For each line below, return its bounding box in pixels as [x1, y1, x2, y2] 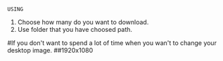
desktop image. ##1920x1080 [7, 46, 94, 54]
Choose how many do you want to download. [17, 18, 149, 26]
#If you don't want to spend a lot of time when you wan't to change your [7, 39, 217, 47]
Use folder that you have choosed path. [17, 26, 132, 33]
